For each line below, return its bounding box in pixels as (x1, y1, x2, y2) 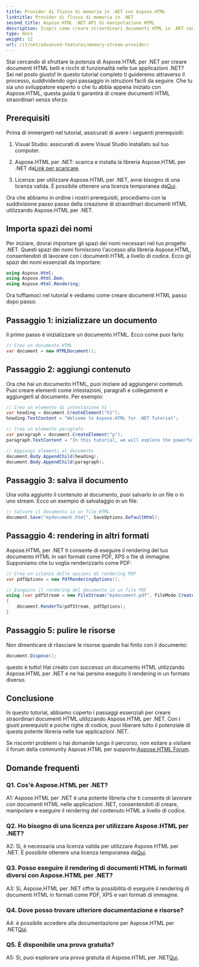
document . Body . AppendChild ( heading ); (6, 453, 99, 459)
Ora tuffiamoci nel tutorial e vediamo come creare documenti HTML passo (6, 292, 188, 299)
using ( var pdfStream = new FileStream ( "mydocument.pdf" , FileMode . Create (6, 592, 195, 599)
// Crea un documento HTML (6, 342, 73, 348)
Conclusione (6, 693, 54, 703)
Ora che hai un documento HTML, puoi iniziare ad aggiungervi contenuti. (6, 380, 184, 387)
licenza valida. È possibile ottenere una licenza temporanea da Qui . (14, 182, 177, 189)
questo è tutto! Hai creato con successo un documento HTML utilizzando (6, 663, 185, 671)
